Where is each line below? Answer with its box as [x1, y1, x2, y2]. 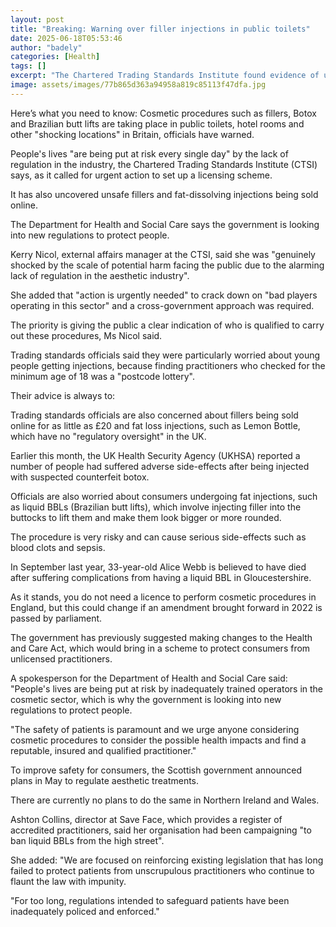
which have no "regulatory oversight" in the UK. [10, 430, 207, 442]
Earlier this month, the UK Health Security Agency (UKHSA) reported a [10, 449, 301, 461]
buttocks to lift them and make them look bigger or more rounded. [10, 511, 282, 523]
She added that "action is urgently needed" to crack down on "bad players [10, 289, 318, 301]
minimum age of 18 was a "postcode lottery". [10, 370, 195, 382]
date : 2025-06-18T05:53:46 [10, 33, 123, 43]
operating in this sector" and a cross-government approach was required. [10, 299, 315, 311]
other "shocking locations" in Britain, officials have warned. [10, 128, 255, 140]
